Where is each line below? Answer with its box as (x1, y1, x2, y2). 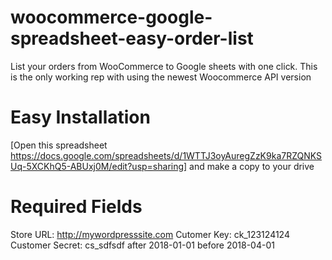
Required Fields (10, 196, 143, 218)
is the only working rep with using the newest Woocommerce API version (10, 71, 312, 83)
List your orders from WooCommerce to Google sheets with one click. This (10, 60, 318, 72)
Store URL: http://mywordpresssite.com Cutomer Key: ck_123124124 (10, 228, 290, 240)
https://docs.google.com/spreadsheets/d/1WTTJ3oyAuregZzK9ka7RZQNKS (10, 149, 323, 161)
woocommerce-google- (10, 6, 213, 29)
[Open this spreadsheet (10, 139, 108, 151)
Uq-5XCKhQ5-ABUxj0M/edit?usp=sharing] (10, 160, 188, 172)
